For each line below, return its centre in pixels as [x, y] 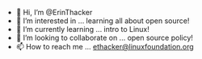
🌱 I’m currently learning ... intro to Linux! [82, 29]
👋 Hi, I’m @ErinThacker [54, 12]
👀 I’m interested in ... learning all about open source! [103, 21]
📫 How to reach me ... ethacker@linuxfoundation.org [105, 47]
